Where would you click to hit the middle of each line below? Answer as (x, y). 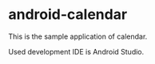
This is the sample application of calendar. (78, 36)
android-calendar (68, 15)
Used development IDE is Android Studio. (76, 51)
